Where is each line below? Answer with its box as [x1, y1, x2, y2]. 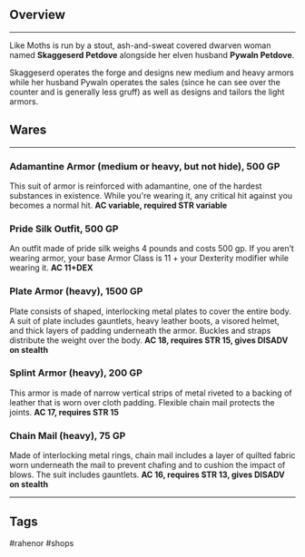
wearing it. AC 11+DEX [9, 262, 93, 273]
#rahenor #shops [9, 537, 74, 548]
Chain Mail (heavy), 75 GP [9, 429, 126, 442]
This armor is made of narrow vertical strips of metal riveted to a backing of [9, 387, 292, 398]
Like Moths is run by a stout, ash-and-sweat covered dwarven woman [9, 40, 271, 51]
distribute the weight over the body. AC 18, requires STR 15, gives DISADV [9, 335, 289, 346]
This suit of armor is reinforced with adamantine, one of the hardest [9, 181, 262, 191]
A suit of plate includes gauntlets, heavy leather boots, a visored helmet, [9, 315, 280, 326]
